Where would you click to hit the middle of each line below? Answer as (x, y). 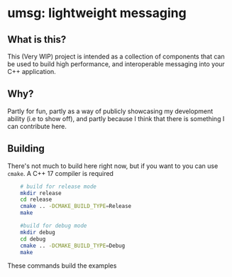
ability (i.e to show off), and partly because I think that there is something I (116, 118)
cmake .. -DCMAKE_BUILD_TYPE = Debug (73, 246)
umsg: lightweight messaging (97, 13)
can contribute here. (37, 126)
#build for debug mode (54, 226)
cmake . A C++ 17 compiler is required (60, 173)
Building (26, 148)
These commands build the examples (62, 266)
